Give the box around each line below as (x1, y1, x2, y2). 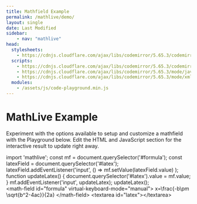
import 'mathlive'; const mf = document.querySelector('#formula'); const (6, 153, 183, 160)
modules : (11, 80, 33, 86)
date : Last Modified (6, 25, 57, 31)
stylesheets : (11, 47, 43, 53)
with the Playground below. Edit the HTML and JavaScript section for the (6, 136, 182, 143)
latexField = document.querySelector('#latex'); (6, 160, 119, 167)
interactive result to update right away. (6, 142, 100, 149)
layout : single (6, 19, 43, 25)
